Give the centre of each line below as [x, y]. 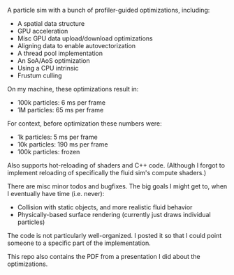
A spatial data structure [51, 23]
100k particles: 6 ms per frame [61, 103]
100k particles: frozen [49, 152]
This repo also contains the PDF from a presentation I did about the [104, 257]
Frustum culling [39, 75]
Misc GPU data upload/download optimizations [85, 38]
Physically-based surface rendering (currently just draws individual [114, 215]
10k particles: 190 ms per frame [63, 144]
